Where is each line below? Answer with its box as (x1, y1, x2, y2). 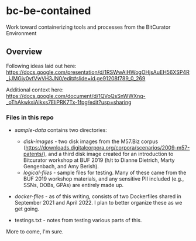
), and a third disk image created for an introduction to (43, 151, 174, 158)
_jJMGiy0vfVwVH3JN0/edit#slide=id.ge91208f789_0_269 (6, 74, 146, 82)
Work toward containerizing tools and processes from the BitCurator (6, 23, 171, 30)
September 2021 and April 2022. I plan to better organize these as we (14, 199, 183, 206)
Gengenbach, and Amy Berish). (23, 163, 99, 170)
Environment (6, 29, 37, 36)
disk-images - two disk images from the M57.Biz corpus (23, 138, 159, 145)
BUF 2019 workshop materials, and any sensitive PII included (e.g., (23, 175, 184, 182)
